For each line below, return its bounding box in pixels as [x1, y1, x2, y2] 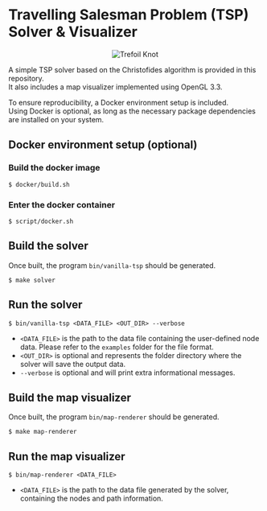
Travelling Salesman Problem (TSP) [8, 6, 249, 24]
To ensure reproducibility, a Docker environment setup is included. [8, 97, 229, 107]
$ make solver [8, 276, 56, 284]
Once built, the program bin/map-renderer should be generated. [8, 412, 220, 422]
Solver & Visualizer [8, 23, 138, 41]
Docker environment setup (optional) [8, 138, 198, 152]
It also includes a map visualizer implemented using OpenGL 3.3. [8, 82, 223, 92]
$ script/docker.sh [8, 217, 74, 225]
